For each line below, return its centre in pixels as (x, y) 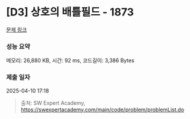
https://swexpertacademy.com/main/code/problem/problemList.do (102, 110)
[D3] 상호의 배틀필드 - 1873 (70, 12)
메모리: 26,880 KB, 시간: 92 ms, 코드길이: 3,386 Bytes (70, 60)
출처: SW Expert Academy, (53, 103)
